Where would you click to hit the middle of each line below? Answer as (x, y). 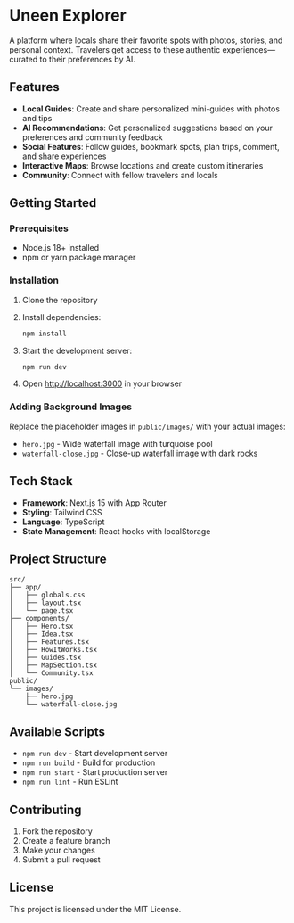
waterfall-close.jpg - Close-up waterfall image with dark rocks (140, 453)
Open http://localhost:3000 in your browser (102, 383)
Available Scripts (57, 732)
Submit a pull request (61, 860)
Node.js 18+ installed (61, 248)
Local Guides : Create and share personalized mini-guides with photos (151, 109)
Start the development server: (77, 350)
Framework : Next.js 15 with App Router (94, 503)
